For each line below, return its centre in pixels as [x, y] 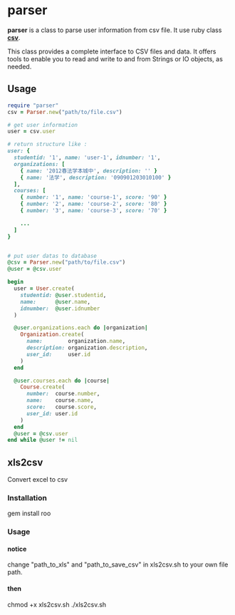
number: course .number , [63, 394]
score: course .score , [62, 407]
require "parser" [33, 105]
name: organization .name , [76, 341]
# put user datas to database [52, 256]
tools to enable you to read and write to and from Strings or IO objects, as [115, 58]
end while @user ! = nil [43, 440]
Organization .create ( [52, 335]
